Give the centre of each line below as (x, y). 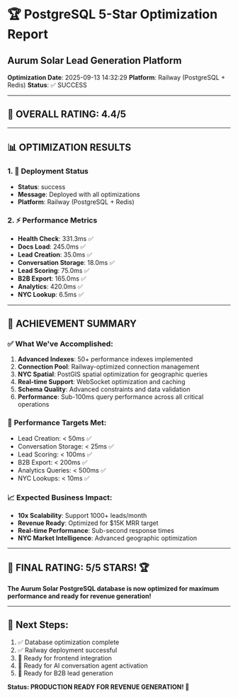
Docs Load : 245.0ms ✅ (52, 247)
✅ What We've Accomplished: (60, 344)
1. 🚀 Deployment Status (48, 171)
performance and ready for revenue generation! (79, 596)
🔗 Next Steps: (38, 625)
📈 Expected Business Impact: (60, 497)
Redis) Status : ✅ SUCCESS (47, 85)
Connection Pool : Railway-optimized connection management (108, 367)
